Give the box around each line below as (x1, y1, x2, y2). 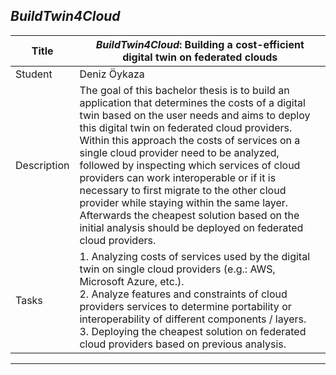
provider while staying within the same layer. (79, 195, 289, 209)
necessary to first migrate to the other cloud (79, 183, 287, 197)
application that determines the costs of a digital (79, 95, 306, 109)
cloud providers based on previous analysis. (79, 337, 287, 351)
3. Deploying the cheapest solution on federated (79, 324, 307, 338)
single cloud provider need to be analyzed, (79, 145, 280, 159)
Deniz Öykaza (79, 67, 145, 81)
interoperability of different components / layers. (79, 312, 307, 326)
